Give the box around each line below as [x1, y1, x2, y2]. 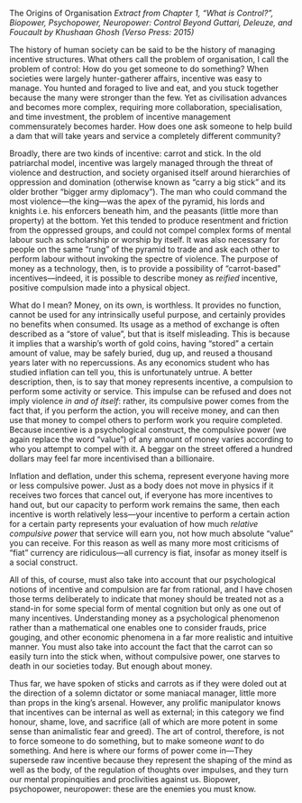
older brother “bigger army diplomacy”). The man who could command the [9, 187, 288, 197]
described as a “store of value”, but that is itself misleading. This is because [9, 328, 290, 339]
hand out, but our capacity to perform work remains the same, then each [9, 500, 280, 510]
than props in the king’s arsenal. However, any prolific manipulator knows [9, 697, 281, 707]
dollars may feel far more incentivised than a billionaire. [9, 453, 215, 464]
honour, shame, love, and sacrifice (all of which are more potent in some [9, 716, 279, 727]
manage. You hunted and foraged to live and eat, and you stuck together [9, 83, 279, 93]
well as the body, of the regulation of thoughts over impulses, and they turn [9, 764, 288, 775]
